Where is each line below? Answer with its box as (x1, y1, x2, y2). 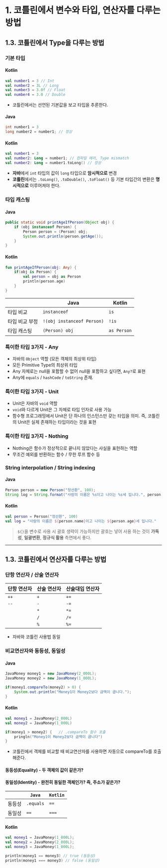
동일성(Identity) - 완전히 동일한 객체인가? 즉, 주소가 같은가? (5, 779, 121, 785)
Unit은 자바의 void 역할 (12, 400, 58, 406)
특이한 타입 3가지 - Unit (5, 388, 59, 395)
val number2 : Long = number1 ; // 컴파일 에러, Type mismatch (5, 156, 129, 161)
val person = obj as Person (23, 274, 81, 279)
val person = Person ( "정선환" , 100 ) (5, 514, 78, 519)
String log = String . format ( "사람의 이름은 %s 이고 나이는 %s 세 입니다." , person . (5, 492, 163, 497)
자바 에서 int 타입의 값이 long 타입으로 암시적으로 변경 (12, 170, 117, 176)
